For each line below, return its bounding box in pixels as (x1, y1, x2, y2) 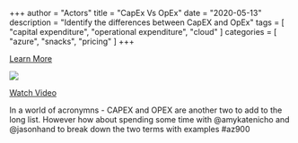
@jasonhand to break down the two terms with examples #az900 (9, 124, 250, 134)
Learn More (9, 54, 53, 63)
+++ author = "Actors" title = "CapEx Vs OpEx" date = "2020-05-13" (9, 8, 262, 18)
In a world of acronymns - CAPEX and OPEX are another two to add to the (9, 105, 283, 115)
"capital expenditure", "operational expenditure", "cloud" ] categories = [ (9, 27, 277, 37)
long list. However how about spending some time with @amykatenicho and (9, 114, 290, 124)
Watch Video (9, 88, 57, 97)
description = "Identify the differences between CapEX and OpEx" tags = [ (9, 17, 285, 28)
